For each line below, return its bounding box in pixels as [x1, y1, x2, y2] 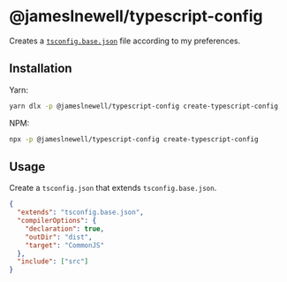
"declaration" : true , [25, 224, 104, 233]
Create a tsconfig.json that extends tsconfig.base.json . [9, 183, 217, 194]
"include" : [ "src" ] [17, 257, 89, 266]
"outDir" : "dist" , [25, 232, 93, 241]
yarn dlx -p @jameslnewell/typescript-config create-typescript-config [9, 102, 278, 111]
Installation [9, 61, 72, 76]
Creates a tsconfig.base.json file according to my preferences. [9, 35, 241, 46]
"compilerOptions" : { [17, 217, 97, 225]
